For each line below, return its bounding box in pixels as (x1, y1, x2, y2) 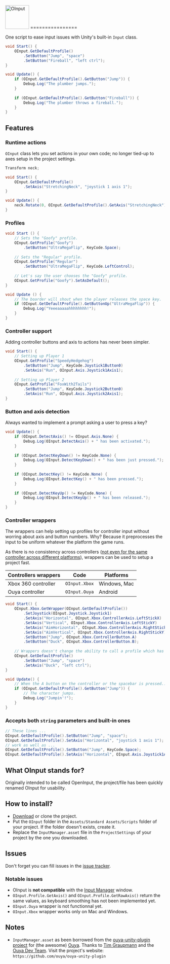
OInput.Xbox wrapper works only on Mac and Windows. (12, 908, 129, 914)
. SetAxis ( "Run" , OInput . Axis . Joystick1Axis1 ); (23, 368, 123, 373)
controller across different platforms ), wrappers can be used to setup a (5, 554, 153, 560)
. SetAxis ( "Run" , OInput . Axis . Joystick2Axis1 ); (23, 391, 123, 397)
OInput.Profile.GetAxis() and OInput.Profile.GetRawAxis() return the (12, 892, 161, 898)
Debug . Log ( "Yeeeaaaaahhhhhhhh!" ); (23, 306, 96, 311)
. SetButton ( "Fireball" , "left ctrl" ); (23, 58, 105, 63)
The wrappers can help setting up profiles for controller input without (5, 528, 149, 534)
